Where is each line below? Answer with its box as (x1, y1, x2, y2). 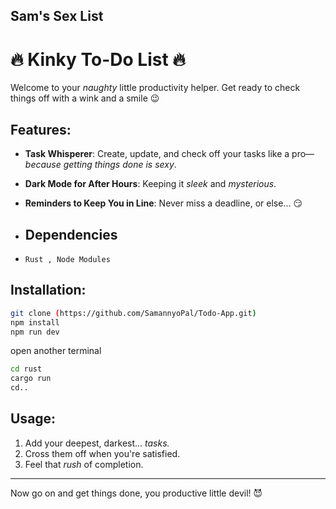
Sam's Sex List (10, 8, 104, 25)
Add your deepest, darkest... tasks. (24, 437, 170, 449)
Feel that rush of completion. (24, 458, 144, 470)
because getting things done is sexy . (24, 159, 177, 171)
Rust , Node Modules (24, 254, 111, 264)
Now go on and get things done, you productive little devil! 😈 (10, 487, 263, 499)
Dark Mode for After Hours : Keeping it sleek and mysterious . (24, 178, 277, 190)
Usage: (10, 410, 57, 428)
